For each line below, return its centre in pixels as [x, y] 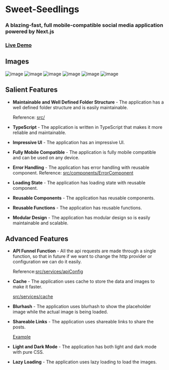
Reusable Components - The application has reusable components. [84, 198]
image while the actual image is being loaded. [60, 312]
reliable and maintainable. [39, 132]
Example [22, 337]
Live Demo [18, 45]
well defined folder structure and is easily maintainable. [70, 107]
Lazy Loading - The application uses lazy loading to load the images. [85, 362]
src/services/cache [33, 297]
